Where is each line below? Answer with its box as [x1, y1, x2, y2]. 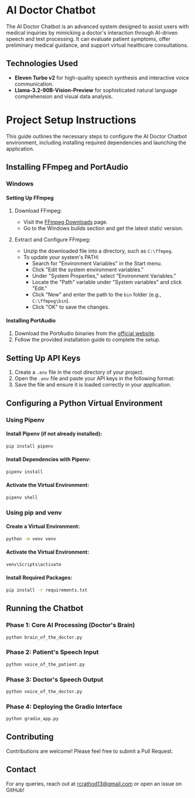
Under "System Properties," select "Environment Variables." [32, 272, 177, 279]
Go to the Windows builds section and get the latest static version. [23, 225, 183, 232]
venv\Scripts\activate [6, 561, 61, 567]
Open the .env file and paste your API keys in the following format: [14, 375, 175, 382]
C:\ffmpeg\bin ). [32, 297, 70, 305]
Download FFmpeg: [14, 207, 62, 214]
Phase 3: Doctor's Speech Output [6, 675, 104, 683]
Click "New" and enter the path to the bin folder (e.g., [32, 291, 162, 298]
